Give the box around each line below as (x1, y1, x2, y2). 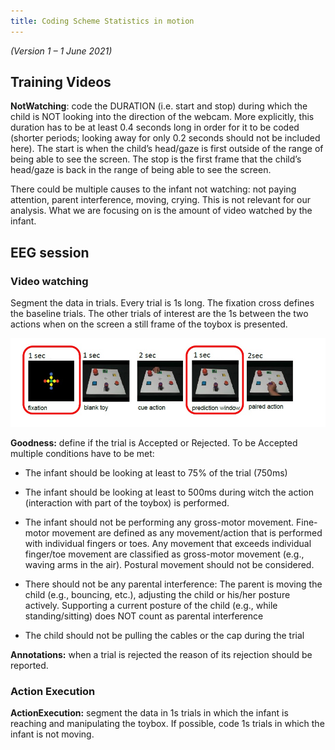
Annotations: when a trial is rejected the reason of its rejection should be (10, 648, 313, 660)
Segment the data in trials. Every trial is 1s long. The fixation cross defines (10, 297, 315, 309)
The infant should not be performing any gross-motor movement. (24, 516, 295, 528)
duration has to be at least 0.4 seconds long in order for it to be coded (10, 121, 300, 134)
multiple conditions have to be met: (10, 447, 155, 459)
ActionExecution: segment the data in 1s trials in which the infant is (10, 707, 289, 719)
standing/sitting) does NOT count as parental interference (24, 610, 264, 622)
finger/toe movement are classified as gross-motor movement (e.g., (24, 548, 305, 560)
